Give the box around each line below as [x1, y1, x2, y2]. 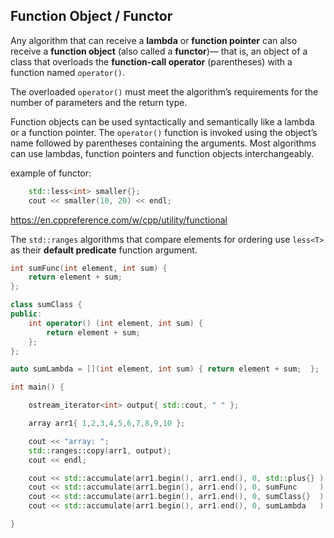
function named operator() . [10, 66, 126, 78]
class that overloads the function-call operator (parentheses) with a [10, 55, 293, 68]
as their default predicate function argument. [10, 244, 198, 256]
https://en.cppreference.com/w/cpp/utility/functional [10, 214, 228, 226]
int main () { [10, 382, 65, 393]
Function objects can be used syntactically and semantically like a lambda [10, 115, 315, 128]
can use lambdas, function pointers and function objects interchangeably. [10, 147, 315, 159]
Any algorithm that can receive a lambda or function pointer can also [10, 34, 298, 46]
